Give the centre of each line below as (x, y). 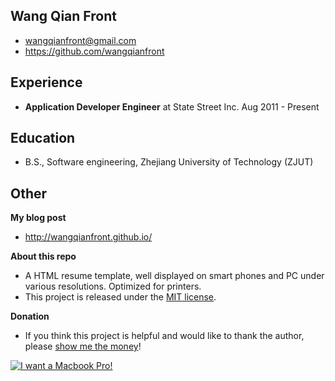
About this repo (43, 256)
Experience (46, 82)
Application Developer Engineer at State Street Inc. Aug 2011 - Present (172, 106)
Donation (30, 316)
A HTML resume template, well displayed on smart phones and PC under (174, 276)
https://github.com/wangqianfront (94, 51)
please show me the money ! (83, 346)
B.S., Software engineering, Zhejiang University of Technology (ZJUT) (169, 162)
